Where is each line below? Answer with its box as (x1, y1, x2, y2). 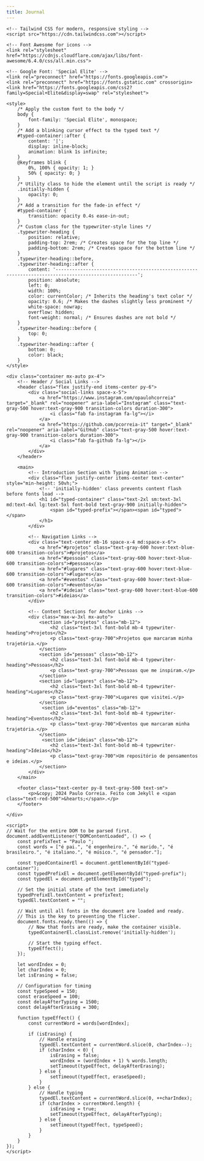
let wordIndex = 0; (17, 961, 67, 967)
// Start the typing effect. (28, 940, 103, 946)
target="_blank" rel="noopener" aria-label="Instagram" (6, 400, 151, 406)
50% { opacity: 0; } (28, 170, 81, 176)
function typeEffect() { (17, 1015, 81, 1021)
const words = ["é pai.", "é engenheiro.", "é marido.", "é (17, 844, 173, 850)
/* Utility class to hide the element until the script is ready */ (17, 181, 195, 187)
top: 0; (28, 331, 48, 337)
